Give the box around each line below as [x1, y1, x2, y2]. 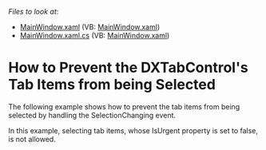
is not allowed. [8, 134, 56, 144]
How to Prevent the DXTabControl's [8, 59, 249, 77]
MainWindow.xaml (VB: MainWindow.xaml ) [19, 22, 161, 31]
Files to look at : [8, 7, 59, 16]
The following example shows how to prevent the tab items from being [8, 101, 240, 111]
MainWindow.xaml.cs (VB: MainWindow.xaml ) [19, 31, 170, 40]
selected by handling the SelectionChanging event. [8, 110, 177, 120]
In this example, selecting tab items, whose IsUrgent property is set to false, [8, 125, 258, 135]
